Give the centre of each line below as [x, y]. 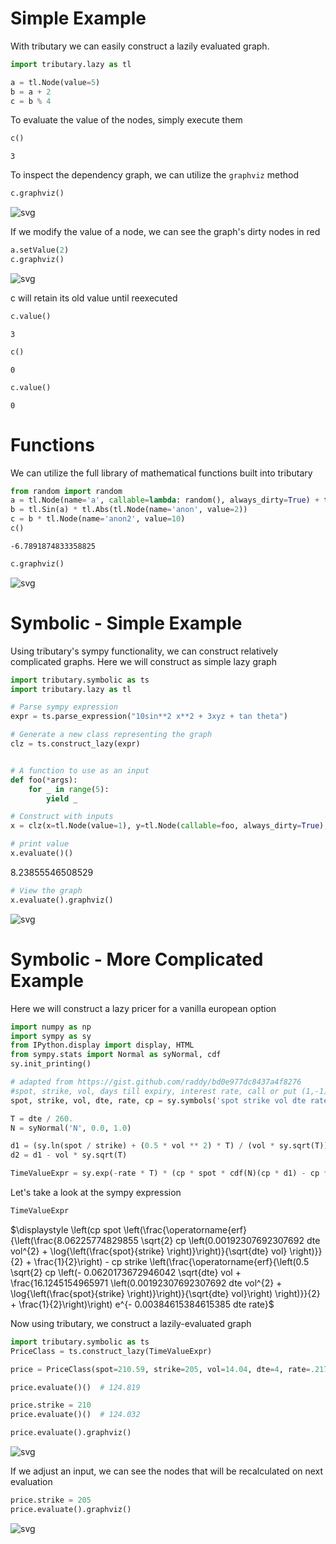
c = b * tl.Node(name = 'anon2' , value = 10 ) [98, 519]
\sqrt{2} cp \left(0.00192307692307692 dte [230, 1240]
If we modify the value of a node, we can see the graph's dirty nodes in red [165, 232]
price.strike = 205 [51, 1500]
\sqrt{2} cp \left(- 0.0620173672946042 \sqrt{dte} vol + [126, 1272]
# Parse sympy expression [64, 707]
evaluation [31, 1481]
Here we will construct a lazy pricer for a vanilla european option [143, 1008]
